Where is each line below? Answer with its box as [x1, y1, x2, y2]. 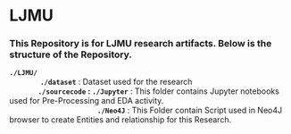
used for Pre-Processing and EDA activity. [9, 96, 164, 106]
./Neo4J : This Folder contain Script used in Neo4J [96, 105, 283, 116]
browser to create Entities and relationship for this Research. [9, 114, 232, 125]
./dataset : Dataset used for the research [39, 77, 193, 88]
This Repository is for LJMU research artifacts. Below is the [9, 38, 272, 50]
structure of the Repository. [9, 48, 132, 61]
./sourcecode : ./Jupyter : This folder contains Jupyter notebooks [37, 86, 279, 96]
